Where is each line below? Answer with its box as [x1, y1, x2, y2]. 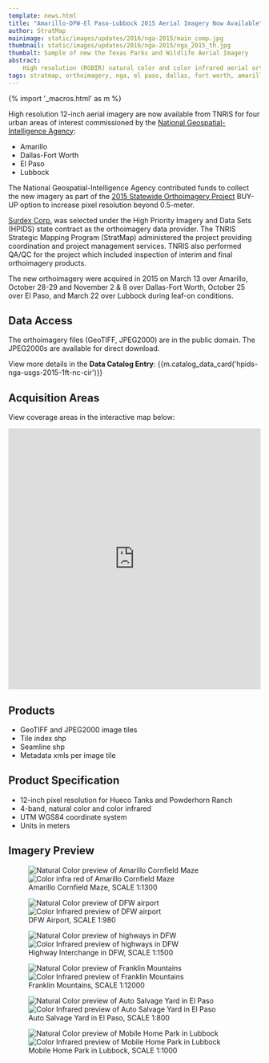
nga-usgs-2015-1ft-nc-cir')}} [8, 368, 103, 377]
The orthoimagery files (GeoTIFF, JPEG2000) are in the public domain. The [8, 335, 256, 345]
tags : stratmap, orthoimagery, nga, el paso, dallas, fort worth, [8, 71, 235, 79]
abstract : [8, 57, 42, 65]
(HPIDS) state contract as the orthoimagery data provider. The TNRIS [8, 224, 236, 234]
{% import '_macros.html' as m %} [8, 93, 122, 103]
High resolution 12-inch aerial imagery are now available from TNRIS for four [8, 109, 260, 119]
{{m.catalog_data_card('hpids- [157, 359, 259, 369]
